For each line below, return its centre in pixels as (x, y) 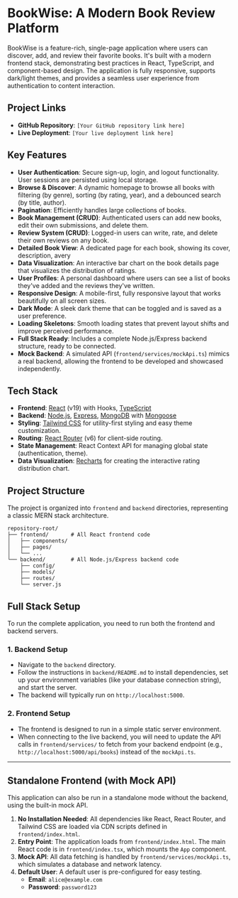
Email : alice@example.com (65, 880)
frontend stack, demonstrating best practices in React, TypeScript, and (111, 63)
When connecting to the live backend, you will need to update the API (119, 737)
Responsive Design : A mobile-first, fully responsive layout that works (119, 293)
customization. (39, 431)
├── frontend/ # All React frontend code (79, 535)
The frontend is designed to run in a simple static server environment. (119, 729)
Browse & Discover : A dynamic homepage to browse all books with (116, 187)
